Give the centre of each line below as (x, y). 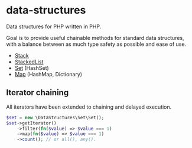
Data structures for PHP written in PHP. (54, 26)
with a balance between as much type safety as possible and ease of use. (96, 44)
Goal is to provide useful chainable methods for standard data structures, (95, 38)
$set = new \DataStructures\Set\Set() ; (55, 117)
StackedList (29, 62)
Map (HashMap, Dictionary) (48, 74)
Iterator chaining (38, 92)
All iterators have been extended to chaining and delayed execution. (89, 107)
